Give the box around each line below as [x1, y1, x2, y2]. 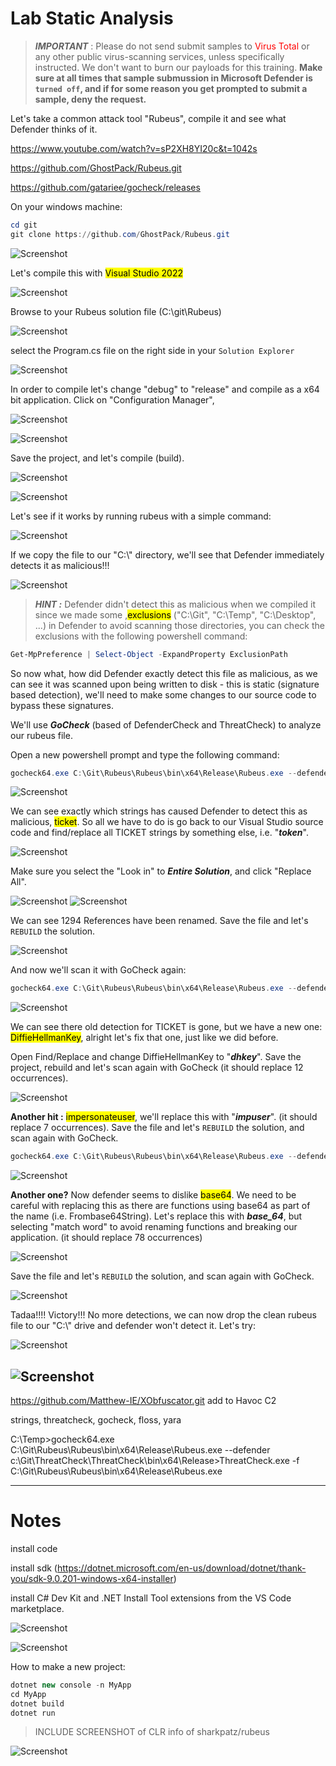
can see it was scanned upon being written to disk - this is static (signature [10, 678, 320, 690]
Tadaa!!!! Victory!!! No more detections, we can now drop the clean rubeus [10, 1309, 317, 1321]
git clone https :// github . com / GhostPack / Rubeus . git [10, 229, 230, 239]
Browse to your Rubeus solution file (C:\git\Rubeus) [10, 305, 222, 317]
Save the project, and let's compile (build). [10, 452, 185, 464]
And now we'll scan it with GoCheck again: [10, 964, 187, 976]
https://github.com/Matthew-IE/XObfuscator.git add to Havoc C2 [10, 1395, 277, 1406]
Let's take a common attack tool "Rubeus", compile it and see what [10, 112, 287, 124]
